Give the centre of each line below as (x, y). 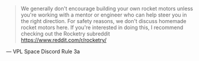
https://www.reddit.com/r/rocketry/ (64, 40)
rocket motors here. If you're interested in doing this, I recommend (102, 27)
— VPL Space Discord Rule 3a (43, 52)
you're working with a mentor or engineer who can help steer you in (104, 15)
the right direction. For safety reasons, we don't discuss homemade (104, 21)
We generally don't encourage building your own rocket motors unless (107, 9)
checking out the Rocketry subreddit (65, 34)
